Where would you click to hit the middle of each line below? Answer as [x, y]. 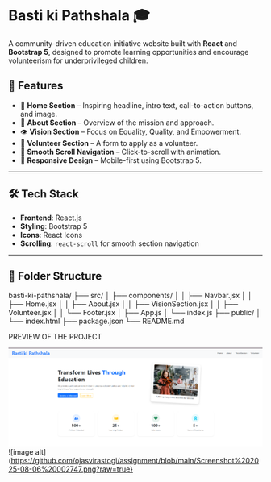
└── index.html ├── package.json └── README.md [96, 321]
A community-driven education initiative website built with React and [123, 43]
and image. [39, 114]
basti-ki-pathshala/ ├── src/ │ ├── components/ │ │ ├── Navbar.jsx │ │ [130, 296]
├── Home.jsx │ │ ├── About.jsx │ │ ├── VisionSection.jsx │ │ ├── [123, 304]
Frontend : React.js [51, 218]
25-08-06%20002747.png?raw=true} [71, 469]
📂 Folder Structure [55, 276]
